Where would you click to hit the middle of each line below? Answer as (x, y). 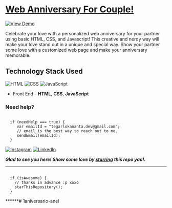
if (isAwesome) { (28, 178)
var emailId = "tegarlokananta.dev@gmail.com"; (68, 127)
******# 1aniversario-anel (32, 201)
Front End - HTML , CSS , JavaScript (51, 94)
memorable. (18, 55)
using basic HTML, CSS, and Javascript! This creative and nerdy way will (82, 39)
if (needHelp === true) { (38, 122)
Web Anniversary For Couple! (70, 9)
